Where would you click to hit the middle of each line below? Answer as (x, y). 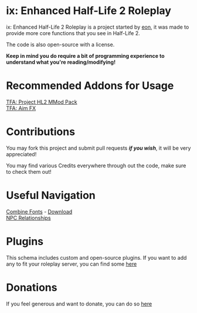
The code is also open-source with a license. (60, 44)
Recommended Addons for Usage (90, 86)
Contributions (40, 132)
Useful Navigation (51, 195)
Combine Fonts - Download (39, 211)
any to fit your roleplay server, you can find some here (72, 264)
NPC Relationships (28, 218)
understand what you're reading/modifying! (61, 62)
